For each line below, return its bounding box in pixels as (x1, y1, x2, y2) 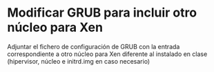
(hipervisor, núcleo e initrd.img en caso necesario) (7, 57, 150, 65)
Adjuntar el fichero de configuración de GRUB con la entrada (7, 42, 180, 51)
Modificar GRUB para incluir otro (7, 5, 197, 21)
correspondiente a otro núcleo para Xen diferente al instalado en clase (7, 50, 208, 58)
